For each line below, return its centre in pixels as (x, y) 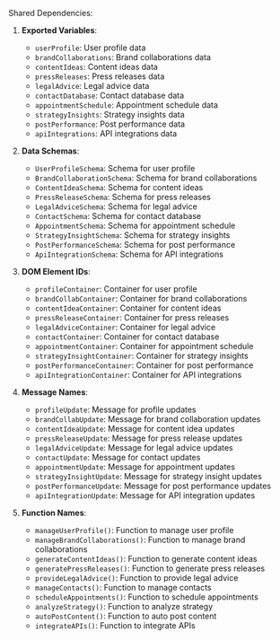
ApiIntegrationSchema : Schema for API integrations (129, 254)
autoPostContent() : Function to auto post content (126, 616)
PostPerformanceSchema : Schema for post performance (135, 245)
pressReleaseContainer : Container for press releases (132, 317)
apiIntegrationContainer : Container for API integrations (138, 375)
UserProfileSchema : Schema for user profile (115, 168)
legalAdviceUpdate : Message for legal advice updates (134, 447)
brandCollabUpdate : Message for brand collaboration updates (148, 419)
